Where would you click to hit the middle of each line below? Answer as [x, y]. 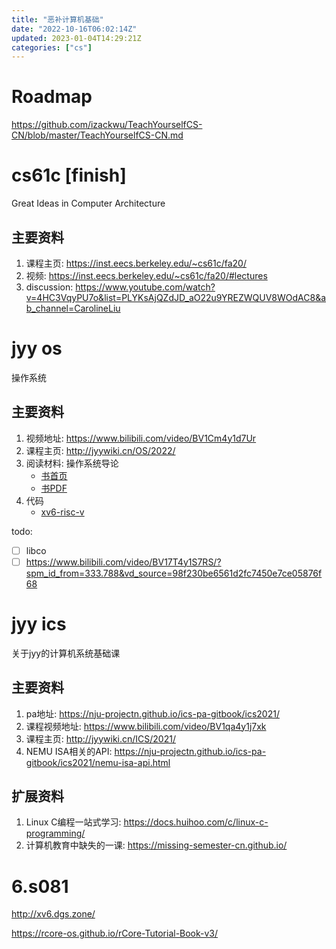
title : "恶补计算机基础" [57, 19]
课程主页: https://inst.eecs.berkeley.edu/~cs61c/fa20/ [136, 263]
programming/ [55, 833]
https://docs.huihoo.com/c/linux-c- [196, 822]
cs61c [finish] [69, 175]
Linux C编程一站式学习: [73, 822]
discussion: [49, 287]
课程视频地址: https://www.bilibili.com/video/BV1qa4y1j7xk [146, 726]
